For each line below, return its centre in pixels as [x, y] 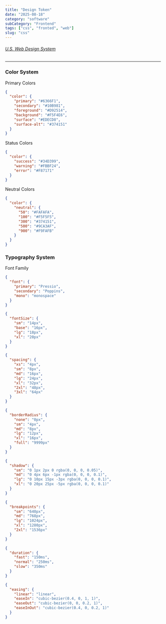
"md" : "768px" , [30, 516]
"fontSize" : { [24, 318]
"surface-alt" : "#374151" [41, 124]
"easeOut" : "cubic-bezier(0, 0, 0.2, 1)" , [58, 603]
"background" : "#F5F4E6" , [41, 115]
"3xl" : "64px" [28, 392]
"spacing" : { [23, 360]
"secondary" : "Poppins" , [40, 291]
